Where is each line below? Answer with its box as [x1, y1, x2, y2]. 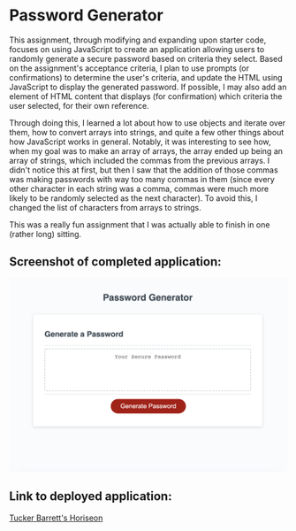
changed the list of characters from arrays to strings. [9, 202, 201, 212]
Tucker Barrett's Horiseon [9, 512, 103, 523]
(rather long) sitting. [9, 228, 82, 239]
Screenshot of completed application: [9, 254, 223, 270]
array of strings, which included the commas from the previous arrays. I [9, 155, 270, 165]
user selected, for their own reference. [9, 100, 149, 111]
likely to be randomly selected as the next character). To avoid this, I [9, 192, 258, 204]
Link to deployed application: [9, 489, 172, 504]
